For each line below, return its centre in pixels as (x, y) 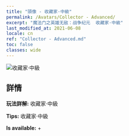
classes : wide (24, 50)
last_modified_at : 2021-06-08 (44, 28)
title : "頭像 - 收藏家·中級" (39, 12)
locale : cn (20, 34)
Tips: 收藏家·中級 (27, 116)
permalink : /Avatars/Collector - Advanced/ (61, 17)
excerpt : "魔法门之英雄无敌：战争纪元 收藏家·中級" (65, 22)
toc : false (20, 45)
